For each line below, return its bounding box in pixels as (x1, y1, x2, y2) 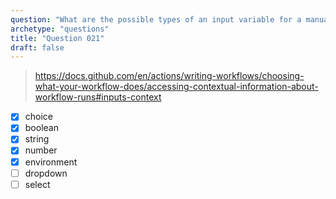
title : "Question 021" (10, 33, 105, 43)
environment (24, 156, 78, 168)
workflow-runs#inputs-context (34, 91, 162, 103)
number (24, 144, 58, 156)
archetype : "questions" (10, 24, 110, 34)
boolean (24, 122, 59, 134)
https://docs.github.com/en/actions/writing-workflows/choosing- (34, 70, 305, 82)
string (24, 133, 50, 145)
